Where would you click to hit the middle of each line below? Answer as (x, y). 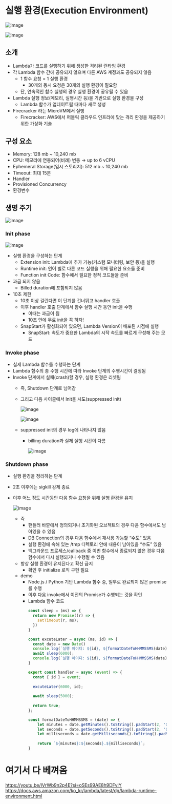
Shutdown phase (27, 464)
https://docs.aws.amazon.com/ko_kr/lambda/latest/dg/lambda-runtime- (81, 790)
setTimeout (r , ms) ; (58, 621)
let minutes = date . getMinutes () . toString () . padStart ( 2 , (99, 724)
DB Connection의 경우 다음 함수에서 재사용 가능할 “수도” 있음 (90, 538)
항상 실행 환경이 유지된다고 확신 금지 (57, 564)
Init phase (18, 234)
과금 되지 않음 (26, 281)
